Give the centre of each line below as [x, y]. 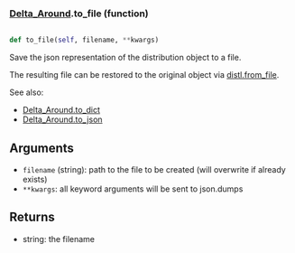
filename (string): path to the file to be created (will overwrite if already [154, 169]
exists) [35, 179]
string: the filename [59, 239]
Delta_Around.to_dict [61, 110]
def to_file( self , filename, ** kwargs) [84, 40]
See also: [27, 92]
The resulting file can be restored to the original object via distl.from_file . [144, 75]
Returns [32, 217]
